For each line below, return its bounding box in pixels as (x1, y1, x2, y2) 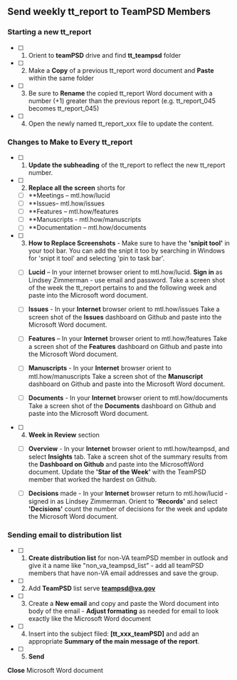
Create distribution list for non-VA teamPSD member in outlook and (28, 554, 228, 562)
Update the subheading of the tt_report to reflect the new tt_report (28, 161, 226, 169)
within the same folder (28, 73, 95, 82)
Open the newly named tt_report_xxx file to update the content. (28, 119, 214, 128)
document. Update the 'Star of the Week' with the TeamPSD (28, 467, 206, 476)
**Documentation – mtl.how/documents (28, 223, 147, 232)
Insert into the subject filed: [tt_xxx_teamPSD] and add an (28, 629, 199, 638)
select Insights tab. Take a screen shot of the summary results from (28, 452, 228, 461)
